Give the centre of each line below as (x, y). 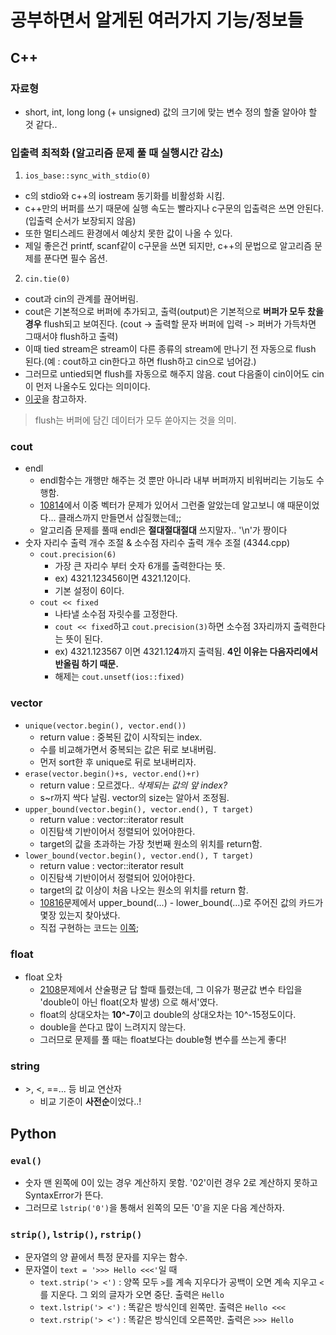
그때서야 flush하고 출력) (71, 337)
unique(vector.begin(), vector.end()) (105, 726)
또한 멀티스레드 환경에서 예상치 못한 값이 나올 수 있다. (128, 233)
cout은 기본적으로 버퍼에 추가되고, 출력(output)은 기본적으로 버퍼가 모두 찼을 (174, 312)
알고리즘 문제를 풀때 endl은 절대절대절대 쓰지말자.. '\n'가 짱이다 (163, 530)
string (25, 1066)
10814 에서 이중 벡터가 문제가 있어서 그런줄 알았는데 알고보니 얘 (162, 505)
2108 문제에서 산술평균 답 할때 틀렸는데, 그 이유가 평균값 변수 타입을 (171, 990)
